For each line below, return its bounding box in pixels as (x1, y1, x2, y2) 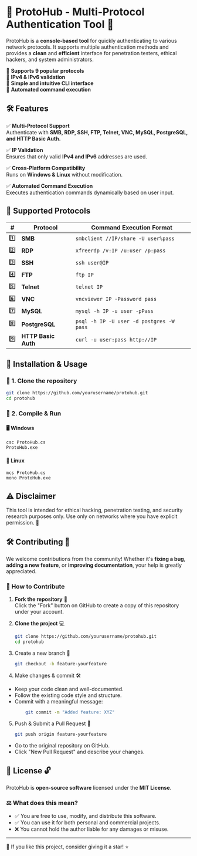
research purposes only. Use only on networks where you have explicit (6, 513, 178, 520)
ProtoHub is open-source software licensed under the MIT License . (6, 784, 172, 791)
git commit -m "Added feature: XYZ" (25, 709, 115, 715)
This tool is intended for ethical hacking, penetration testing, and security (6, 507, 183, 514)
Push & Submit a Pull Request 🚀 (14, 720, 91, 727)
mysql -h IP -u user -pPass (75, 308, 154, 314)
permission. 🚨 (6, 519, 39, 526)
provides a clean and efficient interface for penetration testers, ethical (6, 49, 177, 56)
